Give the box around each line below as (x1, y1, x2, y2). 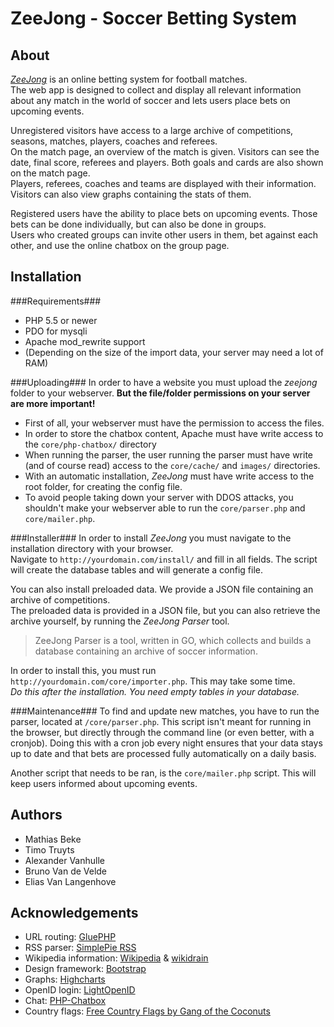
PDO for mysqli (24, 325, 88, 337)
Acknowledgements (10, 905, 139, 922)
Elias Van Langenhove (24, 875, 117, 887)
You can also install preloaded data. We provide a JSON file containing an (10, 583, 314, 595)
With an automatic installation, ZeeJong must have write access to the (24, 470, 315, 482)
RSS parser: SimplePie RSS (24, 942, 137, 954)
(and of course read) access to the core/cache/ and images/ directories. (24, 459, 321, 471)
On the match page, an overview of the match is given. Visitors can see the (10, 146, 320, 157)
